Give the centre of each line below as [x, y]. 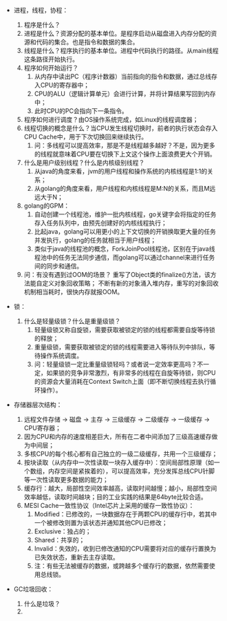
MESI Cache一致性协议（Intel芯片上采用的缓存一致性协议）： [109, 506]
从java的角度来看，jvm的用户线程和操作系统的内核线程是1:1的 [121, 171]
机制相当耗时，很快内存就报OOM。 [74, 292]
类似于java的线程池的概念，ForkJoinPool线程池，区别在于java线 [125, 249]
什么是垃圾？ [42, 604]
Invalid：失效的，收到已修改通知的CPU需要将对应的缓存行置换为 [125, 549]
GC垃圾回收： [33, 589]
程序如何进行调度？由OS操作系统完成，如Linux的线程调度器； [111, 120]
